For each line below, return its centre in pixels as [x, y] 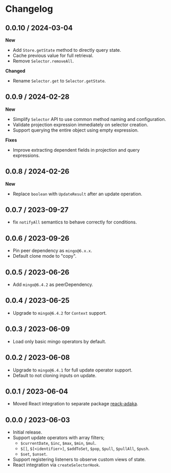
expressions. [26, 155]
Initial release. [27, 432]
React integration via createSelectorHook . [56, 465]
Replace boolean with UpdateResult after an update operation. [77, 194]
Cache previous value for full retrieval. [53, 55]
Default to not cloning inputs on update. [55, 375]
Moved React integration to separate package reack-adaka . [75, 404]
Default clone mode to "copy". [45, 256]
